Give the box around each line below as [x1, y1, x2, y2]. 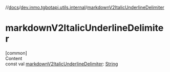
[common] [5, 50, 27, 56]
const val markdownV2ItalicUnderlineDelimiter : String [5, 61, 118, 67]
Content [5, 55, 23, 61]
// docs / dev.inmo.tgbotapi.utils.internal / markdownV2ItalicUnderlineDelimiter [5, 5, 165, 10]
